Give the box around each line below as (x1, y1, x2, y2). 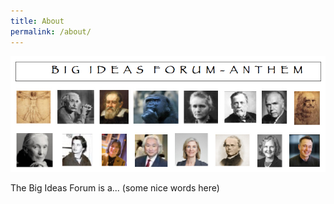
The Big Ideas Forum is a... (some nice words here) (10, 182, 220, 194)
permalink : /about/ (10, 26, 92, 37)
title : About (10, 16, 65, 26)
